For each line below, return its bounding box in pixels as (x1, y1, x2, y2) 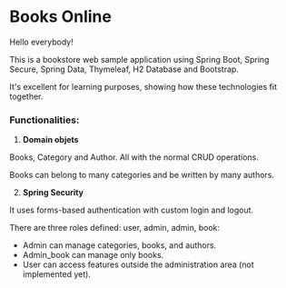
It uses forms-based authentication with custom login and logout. (9, 204, 254, 215)
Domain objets (22, 134, 79, 145)
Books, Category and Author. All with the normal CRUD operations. (9, 152, 259, 163)
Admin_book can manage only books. (22, 250, 164, 261)
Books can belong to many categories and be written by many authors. (9, 170, 275, 181)
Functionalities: (9, 114, 80, 126)
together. (9, 91, 44, 102)
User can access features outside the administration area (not (22, 259, 254, 270)
